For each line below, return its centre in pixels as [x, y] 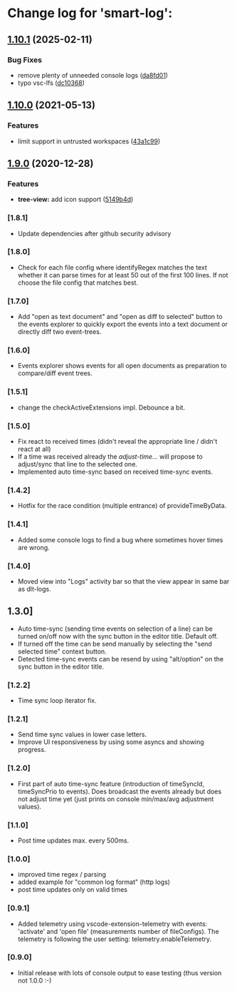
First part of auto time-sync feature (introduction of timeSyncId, [111, 783]
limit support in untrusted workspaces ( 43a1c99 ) [89, 141]
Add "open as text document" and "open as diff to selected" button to [120, 317]
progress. [32, 750]
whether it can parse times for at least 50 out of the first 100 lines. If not [123, 275]
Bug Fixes [25, 60]
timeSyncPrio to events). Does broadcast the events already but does [120, 791]
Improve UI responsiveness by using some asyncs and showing [111, 742]
